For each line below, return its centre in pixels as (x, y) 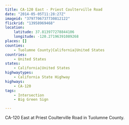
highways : (15, 81)
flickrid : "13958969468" (30, 23)
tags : (10, 91)
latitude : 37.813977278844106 (44, 32)
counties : (15, 46)
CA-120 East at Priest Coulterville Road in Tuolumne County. (65, 118)
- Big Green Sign (31, 100)
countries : (16, 55)
